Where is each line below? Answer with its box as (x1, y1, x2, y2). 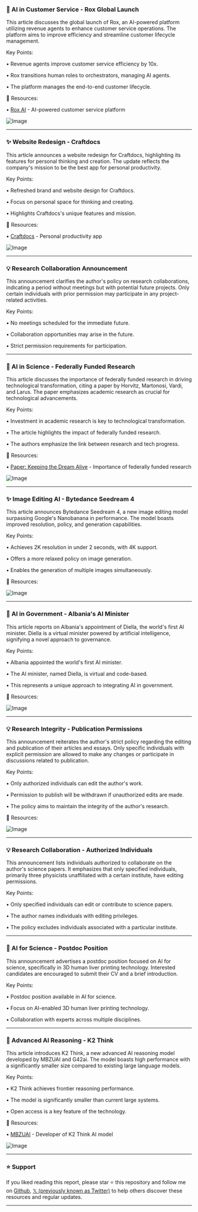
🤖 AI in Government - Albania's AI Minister (6, 610, 130, 618)
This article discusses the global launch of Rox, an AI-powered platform (6, 19, 180, 26)
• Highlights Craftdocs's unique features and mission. (6, 210, 137, 217)
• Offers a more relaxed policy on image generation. (6, 555, 133, 563)
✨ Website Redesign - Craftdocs (6, 138, 101, 146)
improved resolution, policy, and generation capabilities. (6, 521, 143, 528)
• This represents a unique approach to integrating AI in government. (6, 681, 174, 688)
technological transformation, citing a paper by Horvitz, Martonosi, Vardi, (6, 382, 183, 389)
